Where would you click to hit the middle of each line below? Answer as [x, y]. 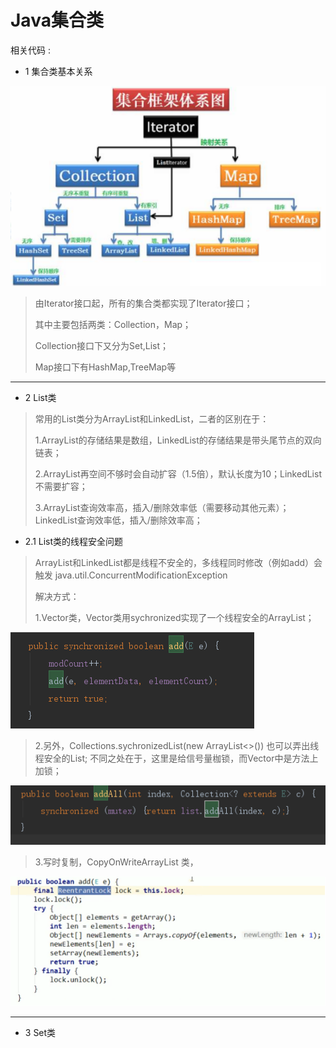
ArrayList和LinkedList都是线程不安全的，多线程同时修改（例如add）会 [178, 563]
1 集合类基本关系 [58, 71]
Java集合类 [57, 20]
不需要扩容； [61, 487]
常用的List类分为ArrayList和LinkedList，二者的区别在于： [152, 419]
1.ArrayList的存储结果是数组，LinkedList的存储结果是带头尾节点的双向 [178, 440]
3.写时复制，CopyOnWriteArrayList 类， [116, 862]
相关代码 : [30, 50]
